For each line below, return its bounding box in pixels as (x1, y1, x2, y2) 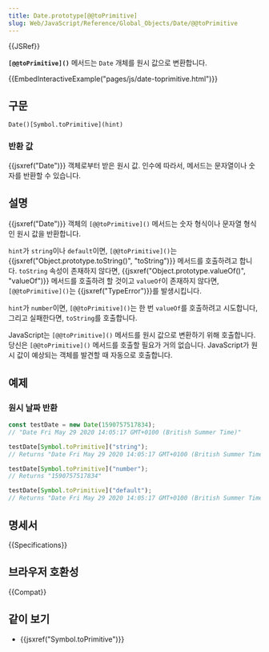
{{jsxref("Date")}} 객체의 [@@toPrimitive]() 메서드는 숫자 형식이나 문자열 (8, 219, 243, 229)
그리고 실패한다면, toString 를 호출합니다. (8, 314, 138, 323)
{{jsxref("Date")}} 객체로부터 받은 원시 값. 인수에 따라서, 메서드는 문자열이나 (8, 160, 247, 170)
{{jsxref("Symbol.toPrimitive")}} (19, 634, 125, 644)
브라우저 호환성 (8, 565, 79, 579)
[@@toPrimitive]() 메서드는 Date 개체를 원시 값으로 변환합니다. (8, 58, 207, 67)
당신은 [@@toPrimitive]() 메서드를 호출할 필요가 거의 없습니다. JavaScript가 (8, 340, 250, 350)
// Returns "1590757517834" (8, 472, 102, 480)
